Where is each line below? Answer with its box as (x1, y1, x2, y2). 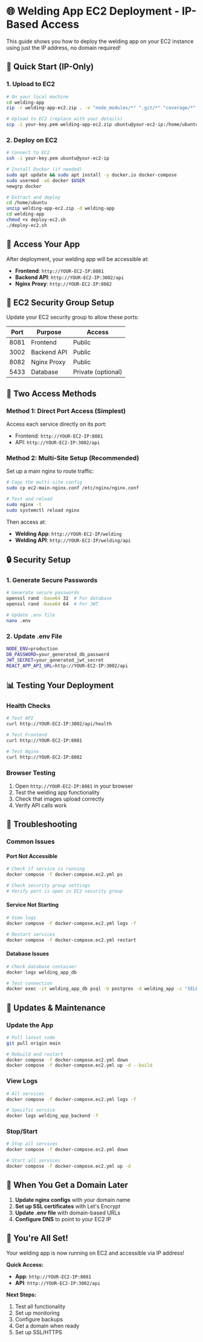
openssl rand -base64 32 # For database (6, 595, 112, 602)
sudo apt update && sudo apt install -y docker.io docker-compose (6, 172, 177, 178)
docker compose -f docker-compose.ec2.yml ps (6, 872, 123, 878)
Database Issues (6, 950, 50, 957)
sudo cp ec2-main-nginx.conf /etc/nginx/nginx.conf (6, 485, 139, 491)
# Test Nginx (6, 748, 39, 754)
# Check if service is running (6, 866, 85, 872)
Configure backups (14, 1315, 63, 1323)
